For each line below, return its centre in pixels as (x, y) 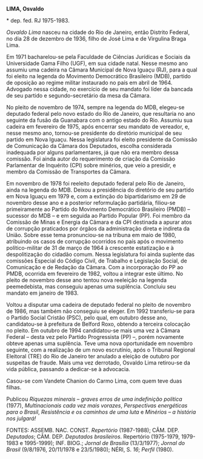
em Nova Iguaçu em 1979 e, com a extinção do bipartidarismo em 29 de (96, 196)
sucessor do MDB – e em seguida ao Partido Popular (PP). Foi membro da (98, 216)
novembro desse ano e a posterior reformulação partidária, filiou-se (91, 203)
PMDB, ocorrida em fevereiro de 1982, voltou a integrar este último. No (95, 273)
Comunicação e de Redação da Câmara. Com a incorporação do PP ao (95, 267)
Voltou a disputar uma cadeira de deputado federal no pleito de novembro (99, 305)
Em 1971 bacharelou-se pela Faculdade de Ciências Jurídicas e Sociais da (98, 57)
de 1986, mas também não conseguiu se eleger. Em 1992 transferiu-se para (101, 311)
